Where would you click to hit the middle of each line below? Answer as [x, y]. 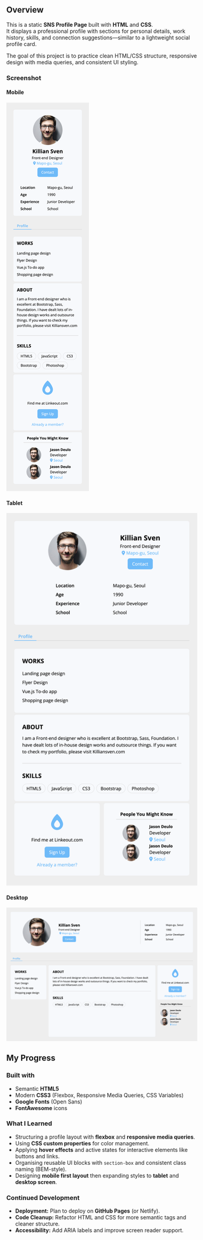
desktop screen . [36, 1182]
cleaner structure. [37, 1224]
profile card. [22, 44]
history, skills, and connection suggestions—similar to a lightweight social [98, 37]
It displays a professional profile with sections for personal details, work [96, 31]
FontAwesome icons [41, 1108]
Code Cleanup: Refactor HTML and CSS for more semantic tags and [101, 1218]
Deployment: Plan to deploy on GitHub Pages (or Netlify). [88, 1211]
